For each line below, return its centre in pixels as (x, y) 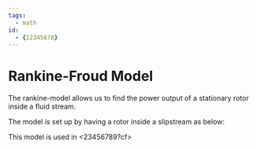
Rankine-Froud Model (81, 76)
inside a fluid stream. (42, 106)
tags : (17, 15)
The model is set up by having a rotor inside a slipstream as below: (117, 122)
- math (26, 23)
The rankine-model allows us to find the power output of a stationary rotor (129, 98)
